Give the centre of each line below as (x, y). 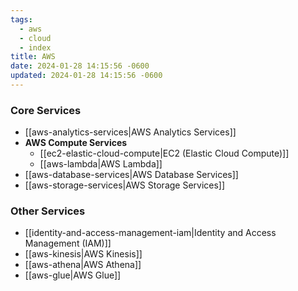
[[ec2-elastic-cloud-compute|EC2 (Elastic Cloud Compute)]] (164, 153)
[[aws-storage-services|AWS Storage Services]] (125, 185)
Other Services (48, 211)
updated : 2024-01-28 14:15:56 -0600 (86, 76)
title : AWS (33, 57)
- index (35, 47)
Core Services (46, 110)
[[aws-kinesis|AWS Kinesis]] (83, 254)
